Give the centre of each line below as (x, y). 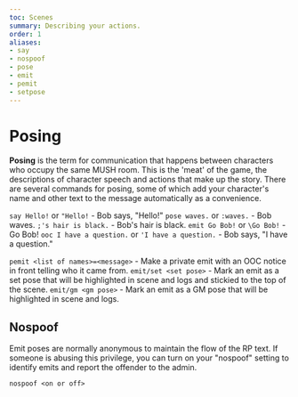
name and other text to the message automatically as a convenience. (136, 198)
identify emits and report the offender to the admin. (103, 368)
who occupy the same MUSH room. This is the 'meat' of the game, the (138, 170)
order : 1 (25, 34)
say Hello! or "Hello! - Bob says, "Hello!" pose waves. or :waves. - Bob (141, 215)
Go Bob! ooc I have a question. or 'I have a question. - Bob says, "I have (149, 235)
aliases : (25, 42)
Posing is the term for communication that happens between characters (141, 160)
